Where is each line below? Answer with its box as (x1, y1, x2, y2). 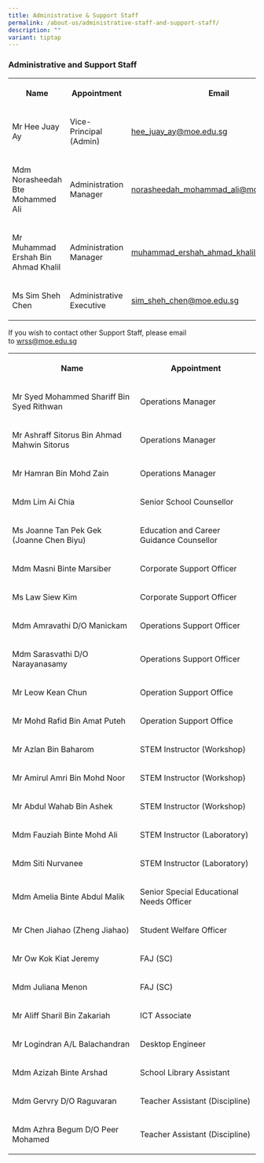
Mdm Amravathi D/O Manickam (12, 620, 128, 631)
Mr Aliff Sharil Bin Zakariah (12, 1010, 111, 1021)
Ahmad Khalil (12, 261, 61, 272)
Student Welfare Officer (140, 924, 228, 935)
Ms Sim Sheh (12, 290, 61, 301)
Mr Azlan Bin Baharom (12, 743, 94, 754)
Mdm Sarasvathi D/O (12, 648, 89, 659)
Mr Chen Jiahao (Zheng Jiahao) (12, 924, 130, 935)
